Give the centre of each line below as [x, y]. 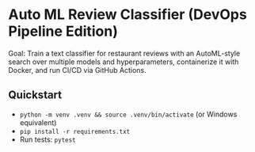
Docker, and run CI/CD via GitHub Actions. [77, 70]
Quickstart [35, 95]
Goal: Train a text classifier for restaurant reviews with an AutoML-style [124, 53]
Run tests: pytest [48, 139]
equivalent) [38, 122]
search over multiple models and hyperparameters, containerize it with [124, 62]
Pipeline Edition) [63, 31]
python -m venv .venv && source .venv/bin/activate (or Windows [128, 114]
